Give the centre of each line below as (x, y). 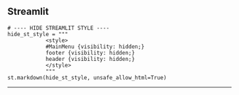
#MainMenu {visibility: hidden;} (95, 46)
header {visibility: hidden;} (90, 59)
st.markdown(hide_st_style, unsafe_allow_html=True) (87, 77)
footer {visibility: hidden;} (90, 52)
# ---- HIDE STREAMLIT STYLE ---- (59, 28)
